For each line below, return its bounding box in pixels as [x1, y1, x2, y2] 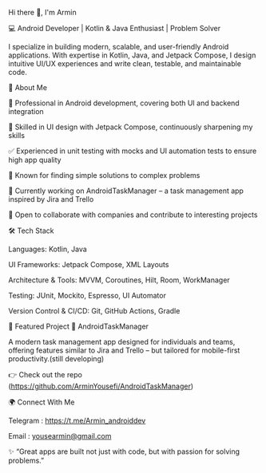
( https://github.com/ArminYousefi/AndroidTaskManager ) [8, 381, 194, 391]
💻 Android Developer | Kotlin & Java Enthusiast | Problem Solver [8, 24, 221, 33]
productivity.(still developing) [8, 354, 105, 363]
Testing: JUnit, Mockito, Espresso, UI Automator [8, 291, 166, 300]
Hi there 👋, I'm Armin [8, 8, 77, 17]
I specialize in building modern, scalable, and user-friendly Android [8, 42, 229, 51]
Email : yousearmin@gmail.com [8, 432, 112, 440]
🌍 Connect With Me [8, 397, 75, 407]
